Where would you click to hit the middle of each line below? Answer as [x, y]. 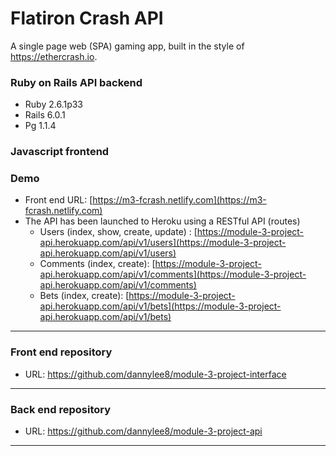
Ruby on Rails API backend [76, 82]
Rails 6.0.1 [45, 115]
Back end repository [61, 409]
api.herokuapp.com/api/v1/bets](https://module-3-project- [160, 306]
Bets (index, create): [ [84, 296]
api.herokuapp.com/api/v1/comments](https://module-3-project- [173, 274]
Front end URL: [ [58, 200]
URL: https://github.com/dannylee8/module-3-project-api [143, 431]
